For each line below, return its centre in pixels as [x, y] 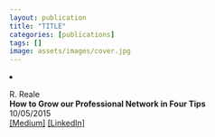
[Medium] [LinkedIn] [47, 123]
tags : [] [26, 43]
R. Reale [25, 95]
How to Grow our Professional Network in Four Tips [107, 104]
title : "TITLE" [38, 26]
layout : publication [48, 18]
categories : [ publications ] [62, 34]
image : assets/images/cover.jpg [70, 51]
